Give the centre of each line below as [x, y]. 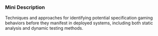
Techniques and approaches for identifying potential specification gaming [79, 18]
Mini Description [25, 7]
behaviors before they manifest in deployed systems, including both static [79, 23]
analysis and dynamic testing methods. [44, 28]
